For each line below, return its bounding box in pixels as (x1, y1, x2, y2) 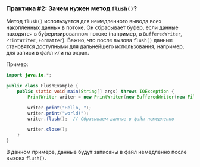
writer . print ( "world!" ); (27, 110, 89, 116)
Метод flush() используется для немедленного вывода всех (6, 18, 162, 25)
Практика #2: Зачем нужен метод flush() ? (6, 4, 137, 12)
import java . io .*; (6, 73, 52, 78)
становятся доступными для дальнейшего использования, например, (6, 43, 185, 50)
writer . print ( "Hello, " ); (27, 105, 92, 111)
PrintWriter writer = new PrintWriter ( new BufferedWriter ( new (27, 94, 185, 100)
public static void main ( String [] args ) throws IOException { (17, 89, 174, 94)
